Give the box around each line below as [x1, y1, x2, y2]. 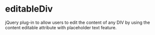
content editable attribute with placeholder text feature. [5, 24, 117, 30]
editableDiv [5, 3, 53, 15]
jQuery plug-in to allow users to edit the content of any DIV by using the [5, 19, 151, 25]
